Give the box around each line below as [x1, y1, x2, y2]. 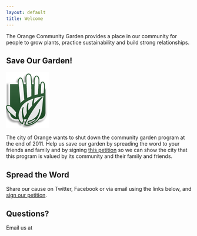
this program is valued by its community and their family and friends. [6, 153, 173, 160]
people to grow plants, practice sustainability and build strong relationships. [6, 39, 190, 46]
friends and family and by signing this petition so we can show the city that [6, 147, 188, 154]
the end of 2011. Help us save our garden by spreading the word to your [6, 140, 180, 147]
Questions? [6, 208, 49, 218]
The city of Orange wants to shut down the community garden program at [6, 134, 185, 141]
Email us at [6, 224, 33, 231]
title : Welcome [6, 15, 44, 22]
